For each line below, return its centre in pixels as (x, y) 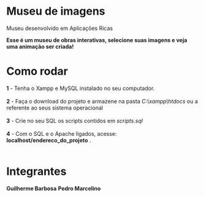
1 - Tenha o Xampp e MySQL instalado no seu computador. (81, 88)
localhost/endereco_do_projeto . (49, 140)
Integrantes (36, 172)
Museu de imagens (56, 11)
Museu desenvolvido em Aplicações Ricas (60, 28)
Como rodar (37, 71)
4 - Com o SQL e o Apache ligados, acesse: (62, 133)
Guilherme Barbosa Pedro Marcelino (54, 188)
